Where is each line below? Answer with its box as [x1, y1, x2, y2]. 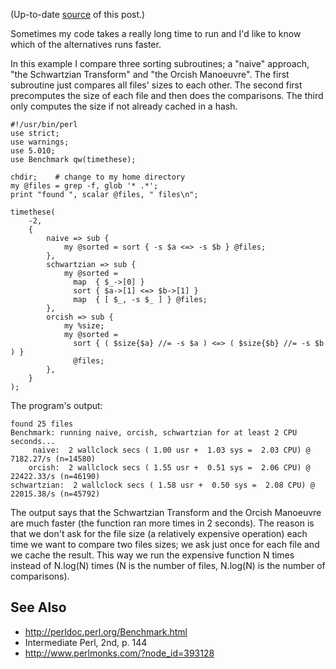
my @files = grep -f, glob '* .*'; [10, 181, 159, 191]
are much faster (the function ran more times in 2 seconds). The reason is [10, 517, 315, 529]
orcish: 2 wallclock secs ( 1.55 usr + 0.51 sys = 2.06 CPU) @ [28, 463, 311, 473]
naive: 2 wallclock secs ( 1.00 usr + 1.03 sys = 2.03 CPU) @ [32, 445, 311, 455]
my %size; [63, 321, 105, 331]
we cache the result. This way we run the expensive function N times [10, 549, 295, 561]
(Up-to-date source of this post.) [10, 9, 146, 20]
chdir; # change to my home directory [10, 172, 186, 182]
